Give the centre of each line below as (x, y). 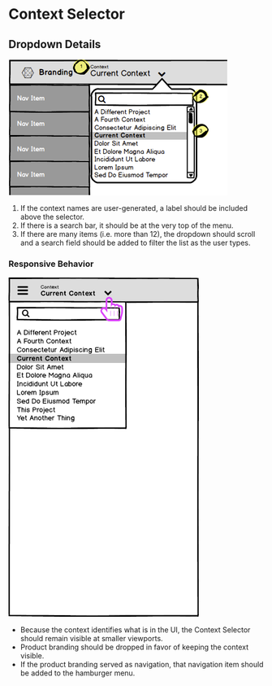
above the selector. (52, 217)
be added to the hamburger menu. (78, 673)
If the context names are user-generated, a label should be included (134, 208)
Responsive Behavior (51, 264)
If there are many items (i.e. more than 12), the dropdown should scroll (138, 234)
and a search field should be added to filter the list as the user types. (135, 243)
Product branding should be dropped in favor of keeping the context (134, 647)
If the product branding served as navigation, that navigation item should (142, 665)
